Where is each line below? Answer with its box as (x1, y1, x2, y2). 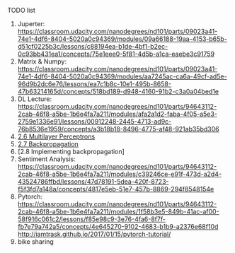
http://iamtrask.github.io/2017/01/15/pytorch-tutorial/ (17, 230, 171, 238)
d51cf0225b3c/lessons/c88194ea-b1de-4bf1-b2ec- (17, 42, 168, 50)
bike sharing (17, 237, 55, 246)
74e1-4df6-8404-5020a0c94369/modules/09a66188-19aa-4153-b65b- (17, 35, 228, 43)
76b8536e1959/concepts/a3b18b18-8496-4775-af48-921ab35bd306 (17, 125, 219, 133)
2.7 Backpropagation (17, 140, 79, 148)
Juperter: (17, 20, 45, 28)
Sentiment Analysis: (17, 155, 76, 163)
